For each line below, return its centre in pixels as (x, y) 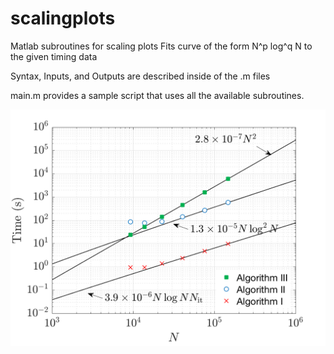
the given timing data (54, 56)
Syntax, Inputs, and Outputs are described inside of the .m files (140, 76)
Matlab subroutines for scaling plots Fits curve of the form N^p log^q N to (161, 46)
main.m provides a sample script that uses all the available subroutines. (157, 95)
